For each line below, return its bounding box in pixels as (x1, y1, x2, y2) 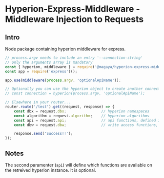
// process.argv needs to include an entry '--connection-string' (5, 55, 143, 60)
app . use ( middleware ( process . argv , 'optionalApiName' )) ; (5, 78, 121, 83)
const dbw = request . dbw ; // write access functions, (14, 123, 159, 127)
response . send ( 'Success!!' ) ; (14, 131, 73, 136)
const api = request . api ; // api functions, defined (14, 118, 156, 123)
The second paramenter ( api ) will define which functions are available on (5, 162, 152, 168)
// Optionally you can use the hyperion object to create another (5, 87, 143, 91)
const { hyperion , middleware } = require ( (5, 64, 95, 69)
